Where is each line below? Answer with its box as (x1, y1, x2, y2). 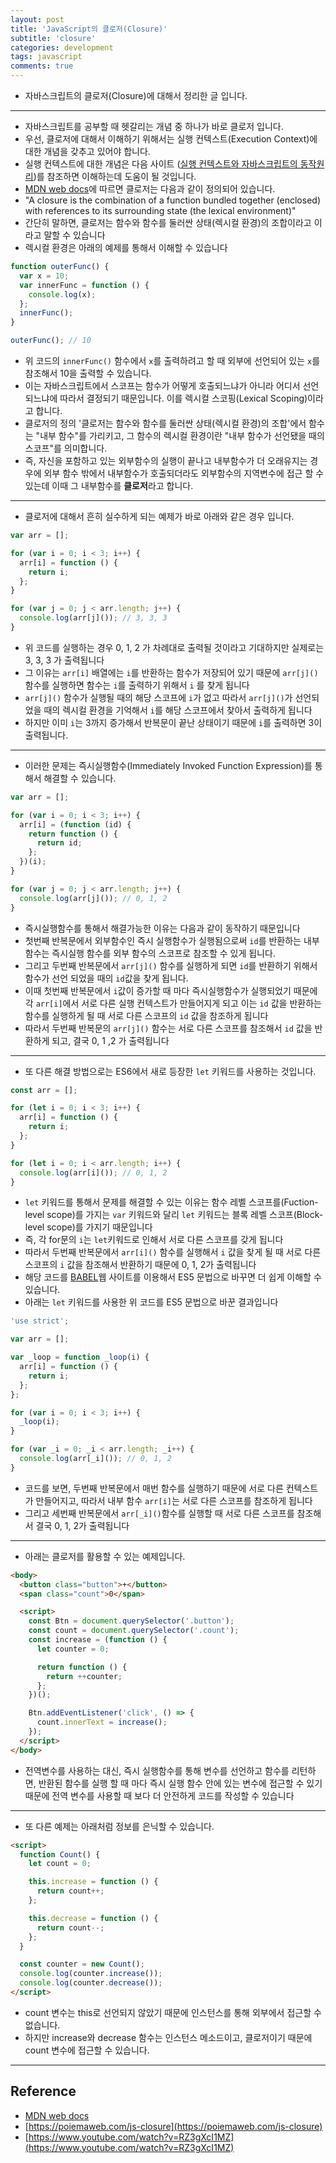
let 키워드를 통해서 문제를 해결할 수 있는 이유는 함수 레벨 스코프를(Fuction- (24, 1196, 319, 1208)
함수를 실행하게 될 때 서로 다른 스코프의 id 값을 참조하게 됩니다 (24, 1009, 269, 1021)
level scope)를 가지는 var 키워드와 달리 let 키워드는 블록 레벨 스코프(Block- (24, 1209, 324, 1221)
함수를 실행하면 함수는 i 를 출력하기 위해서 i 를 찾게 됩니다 (24, 679, 250, 691)
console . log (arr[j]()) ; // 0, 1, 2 (19, 893, 168, 903)
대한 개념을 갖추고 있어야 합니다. (24, 146, 151, 157)
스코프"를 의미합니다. (24, 442, 108, 454)
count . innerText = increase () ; (36, 1717, 168, 1728)
